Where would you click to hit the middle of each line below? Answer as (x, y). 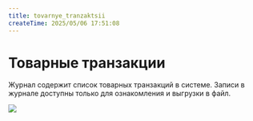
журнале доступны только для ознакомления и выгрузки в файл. (120, 94)
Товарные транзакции (87, 63)
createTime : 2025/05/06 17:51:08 (64, 23)
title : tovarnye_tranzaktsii (57, 16)
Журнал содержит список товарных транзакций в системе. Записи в (127, 85)
